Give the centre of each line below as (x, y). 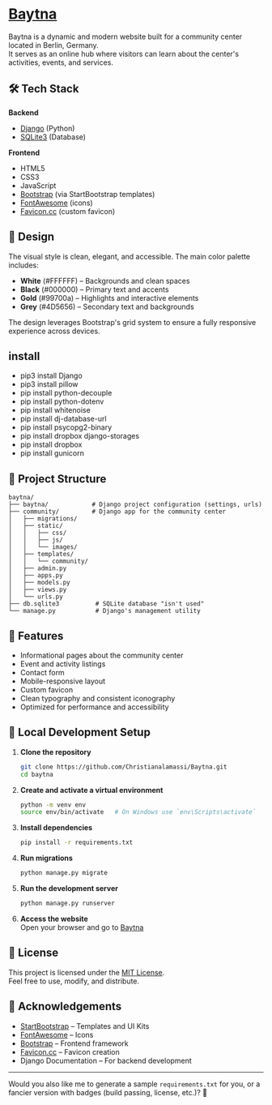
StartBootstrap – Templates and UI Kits (85, 1026)
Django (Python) (47, 128)
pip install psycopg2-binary (66, 427)
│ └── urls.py (36, 597)
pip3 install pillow (49, 384)
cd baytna (37, 774)
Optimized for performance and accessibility (94, 707)
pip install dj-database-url (63, 419)
